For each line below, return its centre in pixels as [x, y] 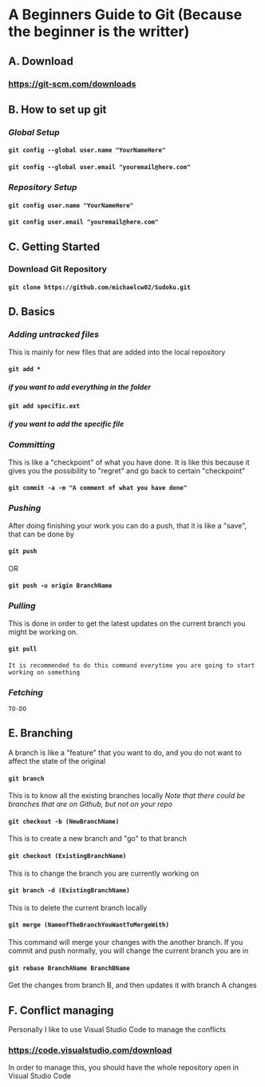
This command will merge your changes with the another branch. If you [126, 942]
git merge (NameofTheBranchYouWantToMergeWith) [89, 925]
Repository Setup [43, 187]
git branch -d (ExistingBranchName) [69, 891]
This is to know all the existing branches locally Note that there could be [127, 796]
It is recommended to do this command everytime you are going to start [132, 665]
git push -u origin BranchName [60, 586]
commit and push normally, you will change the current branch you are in [129, 951]
